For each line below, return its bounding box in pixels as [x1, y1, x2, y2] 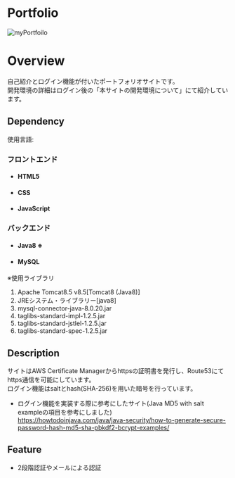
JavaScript [17, 204, 51, 213]
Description [7, 347, 60, 359]
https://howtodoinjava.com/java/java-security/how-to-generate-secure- [17, 415, 227, 424]
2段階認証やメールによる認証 [17, 463, 102, 472]
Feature [7, 444, 42, 455]
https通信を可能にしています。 [7, 375, 95, 384]
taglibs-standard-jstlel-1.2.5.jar [17, 319, 107, 328]
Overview [7, 53, 65, 69]
